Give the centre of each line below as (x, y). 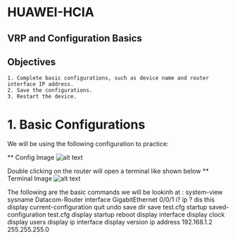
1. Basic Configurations (76, 124)
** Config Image (31, 157)
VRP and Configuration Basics (75, 38)
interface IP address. (40, 84)
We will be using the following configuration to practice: (88, 144)
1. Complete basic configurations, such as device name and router (108, 78)
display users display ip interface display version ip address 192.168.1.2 (110, 222)
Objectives (32, 62)
